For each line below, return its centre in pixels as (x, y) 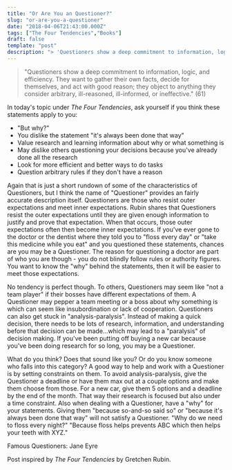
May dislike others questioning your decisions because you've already (117, 150)
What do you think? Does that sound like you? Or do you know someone (110, 359)
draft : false (26, 39)
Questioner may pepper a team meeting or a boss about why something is (113, 301)
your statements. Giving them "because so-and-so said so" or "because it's (115, 410)
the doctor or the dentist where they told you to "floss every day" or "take (112, 236)
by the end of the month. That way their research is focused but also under (114, 395)
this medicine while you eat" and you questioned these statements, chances (116, 244)
